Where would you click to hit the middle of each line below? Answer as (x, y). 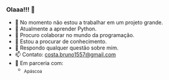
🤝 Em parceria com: (39, 63)
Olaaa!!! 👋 (21, 10)
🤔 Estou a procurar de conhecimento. (61, 42)
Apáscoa (33, 72)
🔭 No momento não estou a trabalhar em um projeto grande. (89, 23)
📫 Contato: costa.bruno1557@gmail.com (65, 55)
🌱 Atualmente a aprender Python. (56, 29)
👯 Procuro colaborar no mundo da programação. (74, 35)
